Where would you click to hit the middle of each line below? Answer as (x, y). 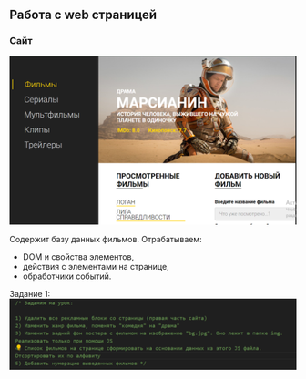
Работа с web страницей (83, 15)
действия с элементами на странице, (96, 267)
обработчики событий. (67, 276)
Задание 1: (30, 294)
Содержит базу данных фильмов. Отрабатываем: (106, 240)
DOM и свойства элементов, (78, 257)
